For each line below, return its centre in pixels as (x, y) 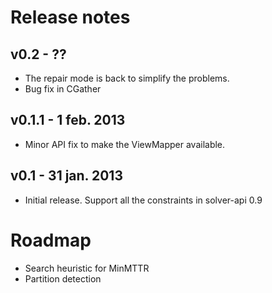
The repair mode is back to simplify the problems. (127, 78)
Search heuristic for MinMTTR (87, 268)
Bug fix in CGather (63, 89)
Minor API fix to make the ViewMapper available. (125, 144)
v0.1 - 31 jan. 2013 (66, 176)
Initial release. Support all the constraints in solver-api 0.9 (143, 200)
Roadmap (51, 240)
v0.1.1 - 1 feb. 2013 (68, 120)
